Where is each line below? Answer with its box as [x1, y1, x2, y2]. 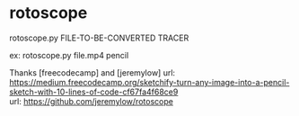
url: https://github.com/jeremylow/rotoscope [9, 95, 173, 106]
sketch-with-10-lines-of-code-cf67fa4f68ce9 [9, 86, 179, 97]
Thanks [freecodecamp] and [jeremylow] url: [9, 67, 176, 78]
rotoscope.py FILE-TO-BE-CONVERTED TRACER [9, 32, 189, 43]
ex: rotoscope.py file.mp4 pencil [9, 49, 129, 60]
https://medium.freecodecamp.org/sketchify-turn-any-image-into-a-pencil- [9, 76, 290, 87]
